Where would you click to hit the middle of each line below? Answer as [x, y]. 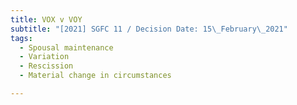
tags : [21, 38]
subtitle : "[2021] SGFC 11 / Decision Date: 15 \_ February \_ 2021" [149, 29]
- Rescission [46, 66]
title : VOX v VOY [46, 19]
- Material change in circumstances [95, 76]
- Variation [44, 57]
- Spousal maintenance [66, 47]
